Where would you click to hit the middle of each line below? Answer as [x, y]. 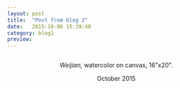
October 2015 [116, 79]
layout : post [26, 14]
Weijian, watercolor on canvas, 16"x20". [116, 65]
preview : [20, 39]
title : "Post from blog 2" [48, 20]
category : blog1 [30, 33]
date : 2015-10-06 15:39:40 [49, 26]
